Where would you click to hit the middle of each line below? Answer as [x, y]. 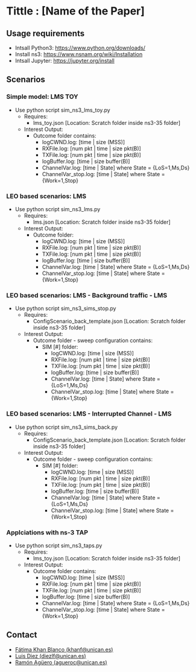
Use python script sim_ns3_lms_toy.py [62, 110]
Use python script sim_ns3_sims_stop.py [65, 308]
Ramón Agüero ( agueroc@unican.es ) [61, 662]
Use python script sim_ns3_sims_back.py [66, 427]
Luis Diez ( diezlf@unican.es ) [50, 656]
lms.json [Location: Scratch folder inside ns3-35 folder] [102, 222]
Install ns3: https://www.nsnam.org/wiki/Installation [79, 54]
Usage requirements [46, 33]
